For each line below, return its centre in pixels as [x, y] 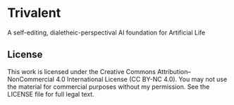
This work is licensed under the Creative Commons [82, 71]
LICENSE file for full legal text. [51, 94]
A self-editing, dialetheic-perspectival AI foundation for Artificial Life [106, 32]
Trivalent [34, 13]
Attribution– [174, 71]
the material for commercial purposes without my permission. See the [109, 87]
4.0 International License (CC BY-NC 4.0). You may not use [142, 79]
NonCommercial [31, 79]
